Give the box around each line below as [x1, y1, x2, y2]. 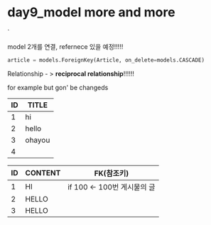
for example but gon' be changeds [7, 83, 109, 92]
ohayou [25, 135, 50, 145]
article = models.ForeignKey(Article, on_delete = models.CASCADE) [7, 56, 205, 64]
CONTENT [25, 168, 61, 177]
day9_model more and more [7, 4, 175, 21]
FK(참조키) [94, 168, 129, 178]
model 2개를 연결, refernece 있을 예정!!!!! [7, 42, 124, 50]
